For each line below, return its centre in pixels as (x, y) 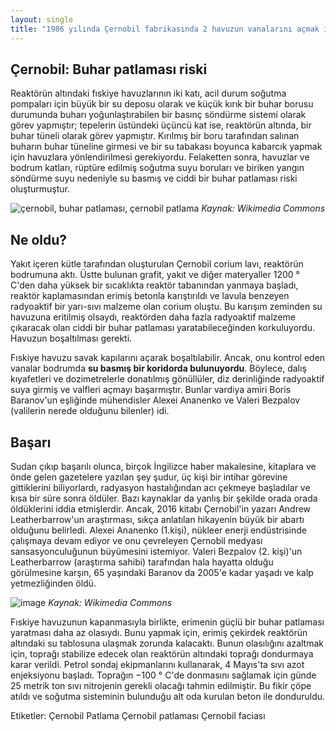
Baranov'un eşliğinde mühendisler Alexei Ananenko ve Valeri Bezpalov (155, 400)
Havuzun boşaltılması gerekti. (71, 338)
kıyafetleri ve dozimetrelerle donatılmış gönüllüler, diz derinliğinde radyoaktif (167, 379)
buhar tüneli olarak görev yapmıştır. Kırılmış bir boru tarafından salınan (155, 136)
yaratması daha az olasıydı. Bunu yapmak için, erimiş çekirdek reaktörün (159, 632)
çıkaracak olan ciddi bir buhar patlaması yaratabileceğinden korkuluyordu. (162, 328)
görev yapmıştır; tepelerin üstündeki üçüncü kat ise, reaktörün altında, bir (161, 125)
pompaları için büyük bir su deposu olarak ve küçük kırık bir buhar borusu (162, 104)
